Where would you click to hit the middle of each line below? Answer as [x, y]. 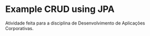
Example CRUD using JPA [60, 9]
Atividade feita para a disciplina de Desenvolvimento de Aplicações [75, 23]
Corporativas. [19, 28]
